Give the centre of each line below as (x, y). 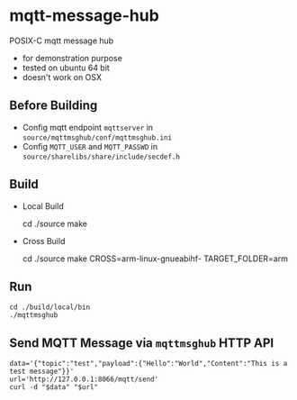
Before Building (54, 106)
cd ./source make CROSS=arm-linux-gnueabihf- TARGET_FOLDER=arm (155, 259)
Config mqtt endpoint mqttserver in (88, 127)
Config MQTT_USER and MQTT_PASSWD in (90, 146)
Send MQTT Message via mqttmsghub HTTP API (142, 343)
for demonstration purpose (72, 58)
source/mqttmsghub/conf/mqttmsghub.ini (97, 137)
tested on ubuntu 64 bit (66, 68)
